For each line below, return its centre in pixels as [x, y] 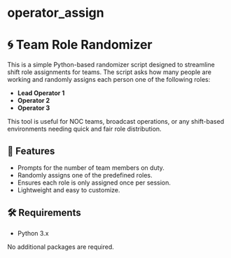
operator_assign [56, 13]
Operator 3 [34, 108]
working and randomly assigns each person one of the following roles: [109, 80]
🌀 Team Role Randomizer [80, 45]
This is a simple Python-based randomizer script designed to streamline [111, 65]
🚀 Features [31, 151]
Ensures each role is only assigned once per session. [94, 182]
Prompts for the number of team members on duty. [91, 167]
